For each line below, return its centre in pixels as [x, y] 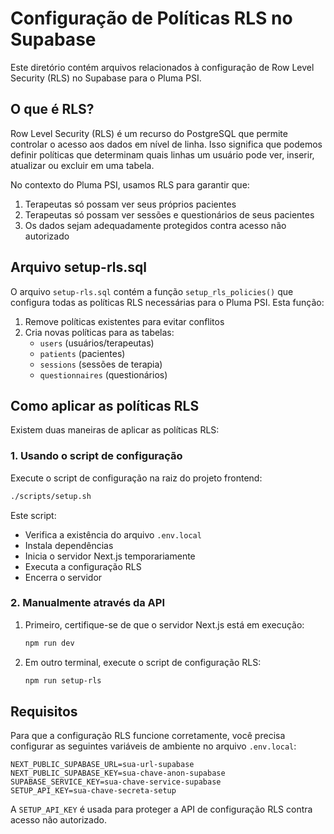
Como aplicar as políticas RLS [105, 405]
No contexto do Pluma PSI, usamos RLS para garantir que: [130, 184]
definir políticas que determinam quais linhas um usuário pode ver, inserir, [162, 154]
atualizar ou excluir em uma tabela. [82, 165]
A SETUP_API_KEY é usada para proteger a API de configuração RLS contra [161, 809]
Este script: [33, 515]
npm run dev [49, 643]
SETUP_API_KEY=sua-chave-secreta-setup [93, 791]
